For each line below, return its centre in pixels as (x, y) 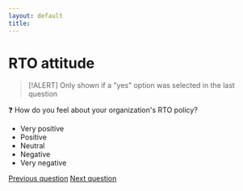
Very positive (42, 129)
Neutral (32, 146)
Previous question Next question (63, 179)
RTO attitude (52, 63)
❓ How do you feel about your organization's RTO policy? (103, 110)
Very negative (43, 163)
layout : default (36, 16)
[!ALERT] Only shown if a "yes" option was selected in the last (132, 85)
